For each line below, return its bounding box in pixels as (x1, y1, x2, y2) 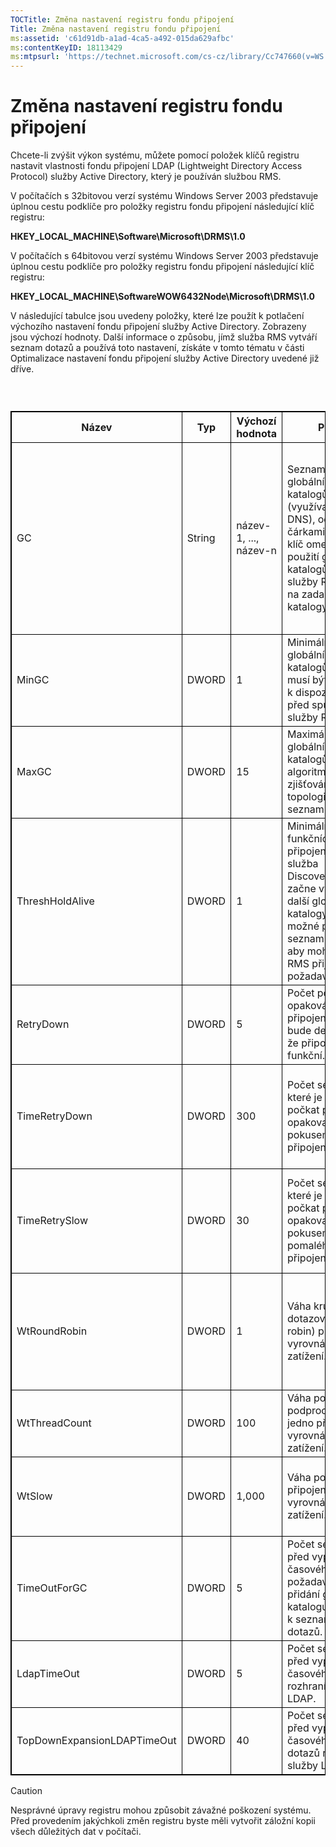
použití (287, 550, 320, 564)
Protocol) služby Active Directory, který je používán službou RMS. (10, 171, 282, 183)
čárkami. (287, 525, 328, 539)
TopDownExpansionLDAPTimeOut (16, 1734, 177, 1748)
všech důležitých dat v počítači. (10, 1826, 142, 1838)
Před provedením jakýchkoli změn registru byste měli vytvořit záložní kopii (10, 1815, 316, 1827)
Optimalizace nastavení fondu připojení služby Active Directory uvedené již (10, 352, 320, 365)
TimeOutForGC (16, 1581, 88, 1595)
